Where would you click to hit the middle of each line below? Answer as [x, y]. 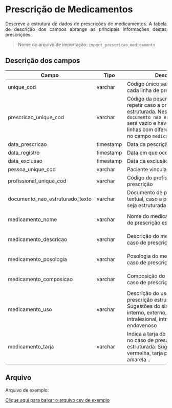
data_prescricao [27, 144]
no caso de [141, 340]
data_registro [24, 153]
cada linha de [143, 90]
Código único [143, 84]
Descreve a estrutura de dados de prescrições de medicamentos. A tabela [86, 24]
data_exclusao [25, 161]
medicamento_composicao [40, 279]
